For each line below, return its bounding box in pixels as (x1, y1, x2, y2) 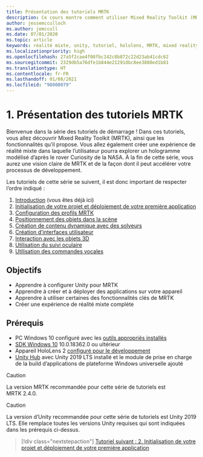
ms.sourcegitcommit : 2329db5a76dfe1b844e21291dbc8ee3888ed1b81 (6, 59, 169, 65)
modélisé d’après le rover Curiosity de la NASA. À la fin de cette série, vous (6, 154, 194, 161)
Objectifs (6, 265, 42, 276)
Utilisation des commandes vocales (14, 247, 104, 254)
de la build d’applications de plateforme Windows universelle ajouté (14, 360, 183, 367)
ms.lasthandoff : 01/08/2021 (6, 76, 77, 82)
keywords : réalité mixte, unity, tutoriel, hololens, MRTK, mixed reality (6, 43, 199, 49)
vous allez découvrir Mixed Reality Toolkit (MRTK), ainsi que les (6, 134, 164, 141)
